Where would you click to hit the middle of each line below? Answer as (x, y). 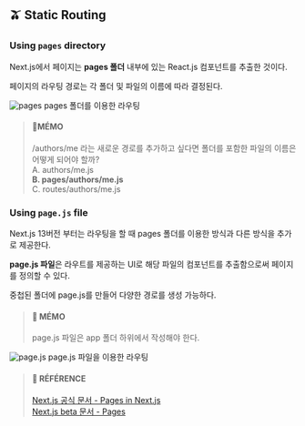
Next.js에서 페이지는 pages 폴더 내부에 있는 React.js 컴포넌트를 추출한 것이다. (149, 66)
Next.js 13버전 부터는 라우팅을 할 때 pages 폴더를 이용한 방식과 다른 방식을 (142, 234)
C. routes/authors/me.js (76, 188)
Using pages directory (58, 46)
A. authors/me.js (62, 169)
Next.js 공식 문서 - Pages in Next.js (96, 400)
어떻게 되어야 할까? (66, 159)
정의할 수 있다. (45, 276)
